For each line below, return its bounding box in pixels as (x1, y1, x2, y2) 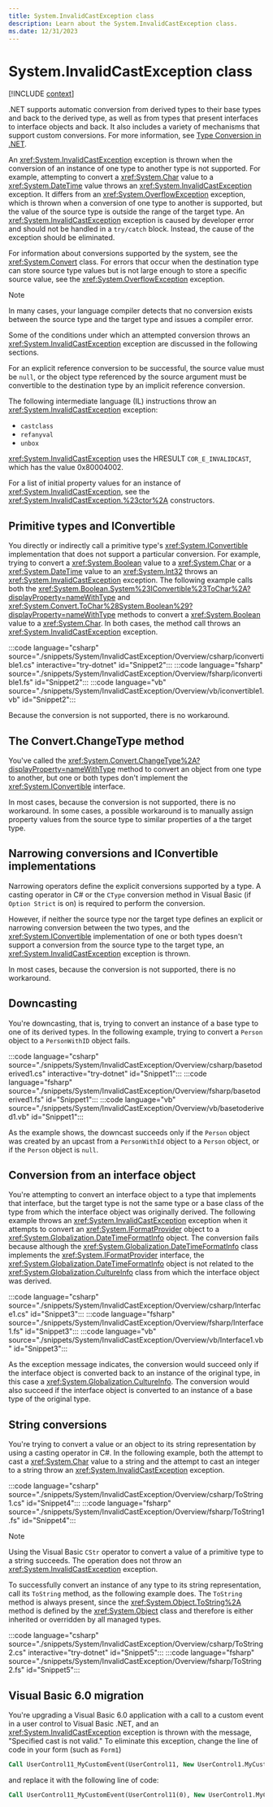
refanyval (19, 431, 54, 439)
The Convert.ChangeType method (8, 734, 184, 748)
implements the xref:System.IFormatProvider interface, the (8, 1250, 205, 1261)
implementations (8, 860, 97, 873)
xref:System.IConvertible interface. (8, 782, 126, 791)
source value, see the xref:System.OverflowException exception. (8, 274, 225, 285)
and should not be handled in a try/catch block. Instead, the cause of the (8, 224, 254, 234)
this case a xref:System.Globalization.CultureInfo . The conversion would (8, 1377, 250, 1387)
